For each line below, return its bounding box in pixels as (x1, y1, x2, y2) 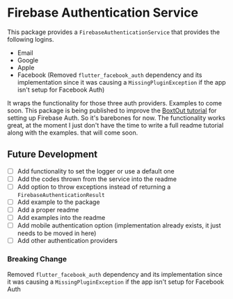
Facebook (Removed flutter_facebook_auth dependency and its (17, 71, 202, 79)
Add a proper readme (17, 206, 79, 214)
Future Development (7, 148, 98, 160)
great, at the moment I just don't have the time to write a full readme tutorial (7, 121, 224, 129)
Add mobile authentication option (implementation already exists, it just (17, 221, 221, 230)
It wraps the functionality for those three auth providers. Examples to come (7, 99, 223, 107)
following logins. (7, 35, 54, 43)
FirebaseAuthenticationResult (17, 191, 106, 198)
